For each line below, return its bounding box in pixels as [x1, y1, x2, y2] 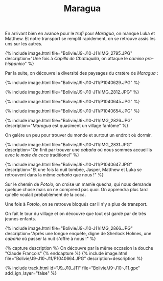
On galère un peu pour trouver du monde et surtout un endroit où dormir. [5, 132, 152, 138]
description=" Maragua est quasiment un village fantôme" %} [5, 123, 129, 129]
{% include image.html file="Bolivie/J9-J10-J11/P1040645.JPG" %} [5, 99, 140, 105]
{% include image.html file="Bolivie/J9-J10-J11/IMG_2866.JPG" [5, 225, 133, 231]
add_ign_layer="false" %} [5, 270, 57, 276]
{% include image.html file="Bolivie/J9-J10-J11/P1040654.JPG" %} [5, 108, 140, 114]
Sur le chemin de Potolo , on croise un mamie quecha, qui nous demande [5, 181, 152, 187]
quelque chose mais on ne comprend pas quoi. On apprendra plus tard [5, 187, 148, 193]
